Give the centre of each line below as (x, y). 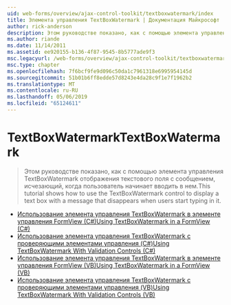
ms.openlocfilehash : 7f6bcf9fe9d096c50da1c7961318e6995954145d (100, 71)
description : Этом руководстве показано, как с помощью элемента (102, 33)
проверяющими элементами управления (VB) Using (93, 287)
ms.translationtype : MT (41, 84)
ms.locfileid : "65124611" (44, 104)
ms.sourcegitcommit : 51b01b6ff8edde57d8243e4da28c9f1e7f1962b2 (100, 78)
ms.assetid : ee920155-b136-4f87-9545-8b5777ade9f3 (81, 52)
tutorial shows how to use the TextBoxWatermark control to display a (121, 193)
